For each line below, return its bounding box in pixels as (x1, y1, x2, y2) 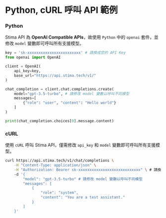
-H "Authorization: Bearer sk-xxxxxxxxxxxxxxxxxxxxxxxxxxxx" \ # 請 (14, 167, 158, 172)
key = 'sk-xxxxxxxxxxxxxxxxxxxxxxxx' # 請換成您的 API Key (5, 50, 126, 55)
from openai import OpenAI (5, 55, 61, 60)
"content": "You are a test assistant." (40, 195, 125, 200)
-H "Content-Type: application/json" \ (14, 163, 97, 168)
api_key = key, (14, 69, 41, 74)
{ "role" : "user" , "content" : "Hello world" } (23, 100, 116, 105)
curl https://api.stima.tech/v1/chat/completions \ (5, 158, 114, 163)
